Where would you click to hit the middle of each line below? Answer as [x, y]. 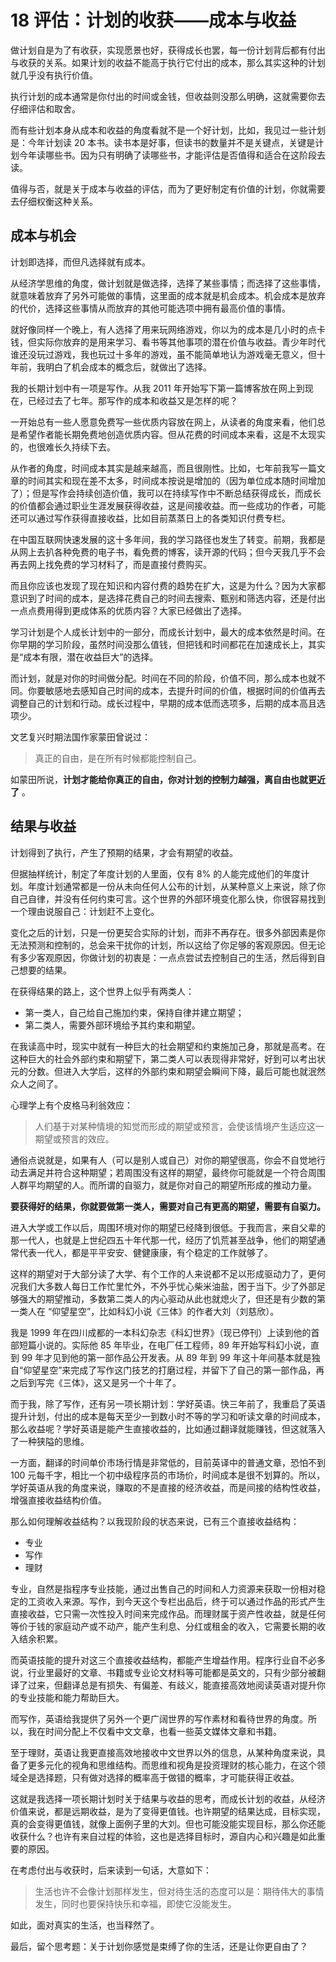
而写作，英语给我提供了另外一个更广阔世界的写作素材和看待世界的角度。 [159, 1718]
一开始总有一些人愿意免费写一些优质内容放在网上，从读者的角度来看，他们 [163, 422]
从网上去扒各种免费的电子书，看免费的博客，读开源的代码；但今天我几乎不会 [168, 552]
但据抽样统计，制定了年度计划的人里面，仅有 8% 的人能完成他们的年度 [156, 873]
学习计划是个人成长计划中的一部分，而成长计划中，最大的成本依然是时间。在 [168, 632]
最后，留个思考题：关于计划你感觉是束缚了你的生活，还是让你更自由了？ [159, 1946]
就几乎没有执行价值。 [54, 75]
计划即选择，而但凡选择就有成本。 [80, 262]
